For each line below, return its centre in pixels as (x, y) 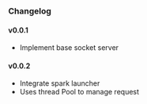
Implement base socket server (69, 48)
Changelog (30, 11)
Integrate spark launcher (60, 83)
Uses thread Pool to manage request (79, 92)
